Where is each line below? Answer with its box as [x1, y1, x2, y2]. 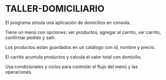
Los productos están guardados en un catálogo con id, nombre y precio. [5, 44, 156, 50]
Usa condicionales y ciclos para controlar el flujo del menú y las [5, 63, 138, 69]
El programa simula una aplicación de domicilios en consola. [5, 19, 131, 25]
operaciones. [5, 68, 33, 75]
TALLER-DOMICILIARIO [5, 3, 105, 14]
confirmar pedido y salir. [5, 34, 56, 40]
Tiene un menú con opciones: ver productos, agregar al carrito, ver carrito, [5, 29, 161, 35]
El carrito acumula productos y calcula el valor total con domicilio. [5, 53, 142, 60]
